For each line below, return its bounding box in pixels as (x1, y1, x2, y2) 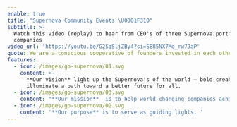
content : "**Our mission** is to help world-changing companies (20, 96, 217, 103)
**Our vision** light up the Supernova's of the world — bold (25, 75, 213, 83)
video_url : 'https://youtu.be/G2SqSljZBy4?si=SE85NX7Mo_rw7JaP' (7, 43, 200, 50)
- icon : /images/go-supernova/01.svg (13, 63, 125, 70)
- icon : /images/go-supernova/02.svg (13, 102, 125, 109)
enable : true (7, 10, 46, 18)
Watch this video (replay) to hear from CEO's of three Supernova (13, 30, 213, 37)
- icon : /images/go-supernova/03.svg (13, 89, 125, 96)
